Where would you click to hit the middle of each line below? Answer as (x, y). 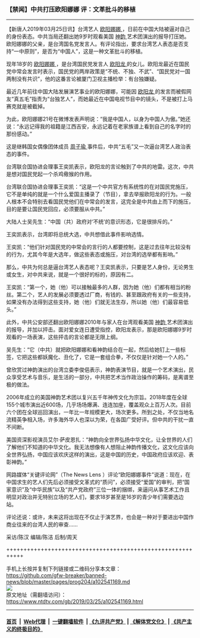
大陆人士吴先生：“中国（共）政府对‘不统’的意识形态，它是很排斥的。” (89, 222)
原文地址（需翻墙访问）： (36, 595)
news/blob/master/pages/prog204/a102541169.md (68, 582)
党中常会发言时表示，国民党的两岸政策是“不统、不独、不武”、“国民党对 (93, 71)
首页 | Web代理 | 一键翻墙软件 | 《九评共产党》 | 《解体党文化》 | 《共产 (96, 621)
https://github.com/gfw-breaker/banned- (57, 576)
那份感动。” (19, 134)
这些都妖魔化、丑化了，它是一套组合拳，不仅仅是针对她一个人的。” (107, 357)
